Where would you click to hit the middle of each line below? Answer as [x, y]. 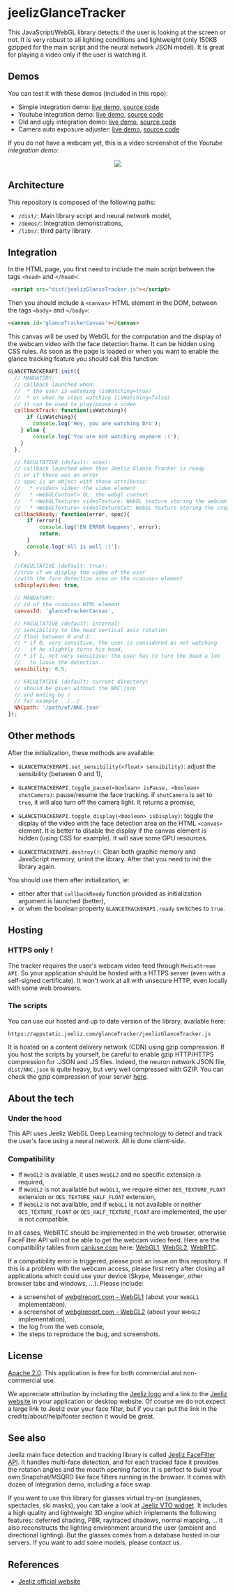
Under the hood [35, 1119]
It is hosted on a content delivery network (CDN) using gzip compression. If [116, 1047]
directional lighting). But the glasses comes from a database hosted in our [114, 1535]
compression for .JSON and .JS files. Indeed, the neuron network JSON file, [117, 1061]
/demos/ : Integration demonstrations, [70, 223]
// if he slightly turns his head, [69, 650]
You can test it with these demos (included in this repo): [88, 93]
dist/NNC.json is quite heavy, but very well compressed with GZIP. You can [116, 1069]
